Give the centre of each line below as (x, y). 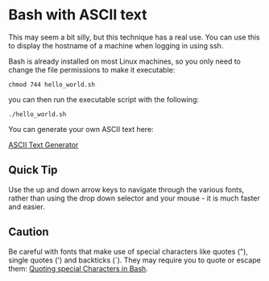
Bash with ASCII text (78, 15)
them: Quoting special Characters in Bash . (79, 268)
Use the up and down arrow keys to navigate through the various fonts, (126, 189)
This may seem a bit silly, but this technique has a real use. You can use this (134, 37)
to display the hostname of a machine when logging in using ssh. (116, 45)
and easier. (27, 206)
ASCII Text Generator (43, 145)
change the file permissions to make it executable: (92, 69)
